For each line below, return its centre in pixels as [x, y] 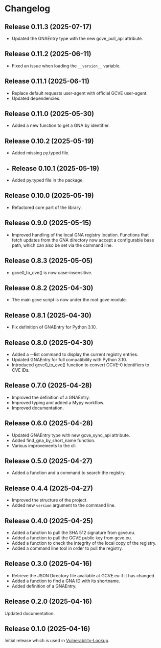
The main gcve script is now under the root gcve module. [69, 300]
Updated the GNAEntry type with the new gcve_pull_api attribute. [77, 38]
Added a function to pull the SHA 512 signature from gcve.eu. [73, 532]
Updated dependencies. [36, 98]
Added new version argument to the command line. [64, 505]
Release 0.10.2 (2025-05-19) [49, 141]
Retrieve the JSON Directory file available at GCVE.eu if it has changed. [83, 575]
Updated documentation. [30, 613]
